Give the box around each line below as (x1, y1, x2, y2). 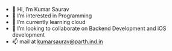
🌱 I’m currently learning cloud (11, 19, 86, 25)
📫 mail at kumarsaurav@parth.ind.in (11, 38, 104, 45)
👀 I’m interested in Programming (11, 12, 92, 19)
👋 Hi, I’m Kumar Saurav (11, 6, 69, 13)
